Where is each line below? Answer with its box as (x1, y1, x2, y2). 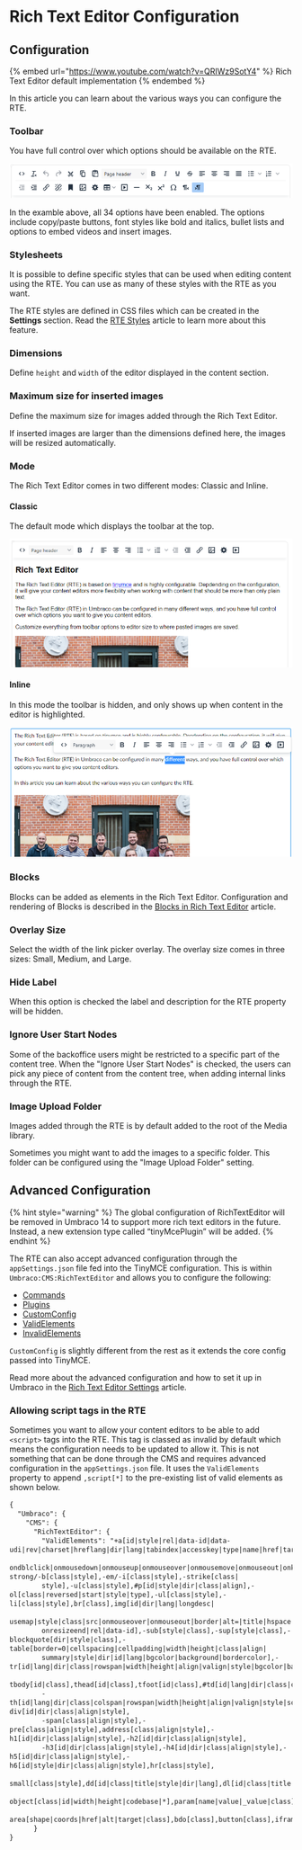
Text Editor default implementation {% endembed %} (9, 76, 206, 86)
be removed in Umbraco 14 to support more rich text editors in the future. (9, 1216, 281, 1227)
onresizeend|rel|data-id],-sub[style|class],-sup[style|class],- (41, 1626, 292, 1636)
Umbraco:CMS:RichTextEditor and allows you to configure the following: (9, 1272, 271, 1282)
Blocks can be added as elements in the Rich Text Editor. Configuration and (9, 891, 289, 902)
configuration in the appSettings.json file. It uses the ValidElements (9, 1463, 260, 1474)
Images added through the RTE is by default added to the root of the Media (9, 1120, 288, 1131)
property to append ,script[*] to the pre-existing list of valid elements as (9, 1472, 283, 1483)
